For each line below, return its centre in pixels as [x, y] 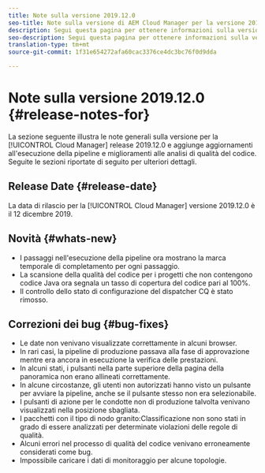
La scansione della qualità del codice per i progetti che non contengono [136, 274]
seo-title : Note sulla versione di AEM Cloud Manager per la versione [127, 23]
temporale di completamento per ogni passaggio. [99, 266]
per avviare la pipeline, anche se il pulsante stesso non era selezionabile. [138, 393]
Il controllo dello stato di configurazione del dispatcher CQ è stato [126, 291]
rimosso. [34, 300]
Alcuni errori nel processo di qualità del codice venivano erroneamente [135, 444]
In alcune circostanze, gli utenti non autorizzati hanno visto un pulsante [135, 385]
